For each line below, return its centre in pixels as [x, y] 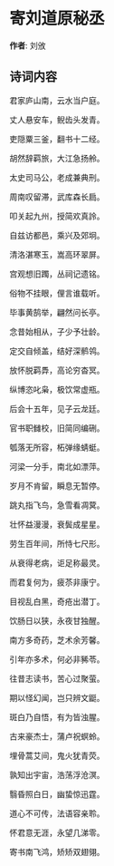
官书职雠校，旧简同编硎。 [57, 428]
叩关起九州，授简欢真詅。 [57, 216]
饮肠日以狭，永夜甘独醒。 [57, 620]
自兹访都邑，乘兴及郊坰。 [57, 235]
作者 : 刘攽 [28, 45]
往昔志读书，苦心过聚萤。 [57, 678]
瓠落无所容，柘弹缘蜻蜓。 [57, 447]
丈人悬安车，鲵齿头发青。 [57, 120]
